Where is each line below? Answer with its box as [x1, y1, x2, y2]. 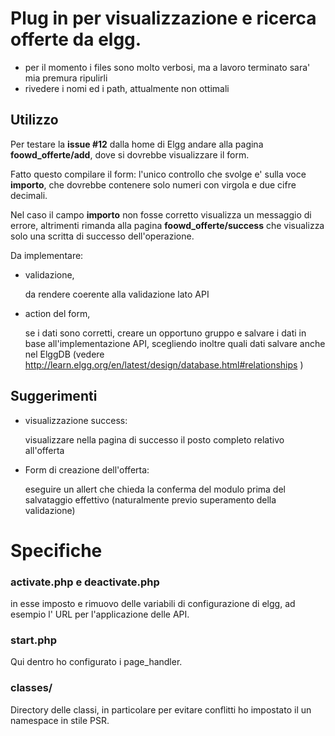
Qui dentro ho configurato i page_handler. [10, 656, 183, 668]
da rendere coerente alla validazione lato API [24, 288, 210, 300]
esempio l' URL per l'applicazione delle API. [10, 608, 190, 621]
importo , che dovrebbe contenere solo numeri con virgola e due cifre [10, 178, 297, 191]
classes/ [10, 681, 53, 695]
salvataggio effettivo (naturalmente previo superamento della [24, 493, 277, 506]
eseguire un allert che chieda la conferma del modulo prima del [24, 483, 286, 495]
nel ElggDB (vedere [24, 348, 105, 360]
